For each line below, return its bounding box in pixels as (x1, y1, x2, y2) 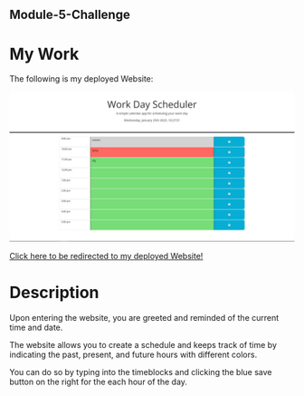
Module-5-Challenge (9, 7, 131, 23)
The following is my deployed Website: (9, 73, 154, 84)
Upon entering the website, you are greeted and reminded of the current (9, 313, 280, 324)
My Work (9, 43, 80, 64)
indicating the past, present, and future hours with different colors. (9, 349, 258, 361)
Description (9, 283, 100, 303)
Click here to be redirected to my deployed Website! (9, 251, 204, 262)
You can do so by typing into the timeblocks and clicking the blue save (9, 367, 273, 378)
